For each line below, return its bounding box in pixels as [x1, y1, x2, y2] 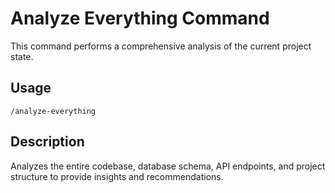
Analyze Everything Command [10, 7, 270, 30]
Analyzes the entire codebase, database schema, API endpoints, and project [10, 160, 326, 172]
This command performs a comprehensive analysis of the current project [10, 40, 312, 52]
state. [10, 50, 34, 62]
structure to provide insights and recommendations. [10, 170, 224, 182]
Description [10, 133, 85, 151]
